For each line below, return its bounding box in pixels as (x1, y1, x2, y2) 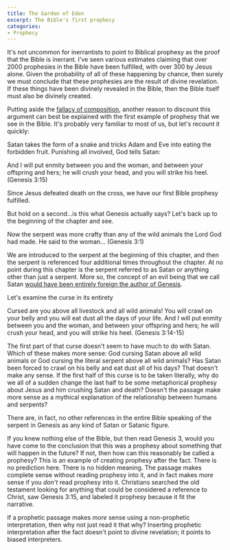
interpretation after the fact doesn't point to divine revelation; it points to (7, 528, 211, 536)
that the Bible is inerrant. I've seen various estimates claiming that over (7, 56, 207, 64)
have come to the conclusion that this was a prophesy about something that (7, 441, 222, 450)
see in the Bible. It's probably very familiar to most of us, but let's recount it (7, 120, 220, 128)
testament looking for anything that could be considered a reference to (7, 485, 207, 494)
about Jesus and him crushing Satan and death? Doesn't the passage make (7, 386, 221, 394)
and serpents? (7, 400, 48, 409)
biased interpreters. (7, 536, 63, 544)
